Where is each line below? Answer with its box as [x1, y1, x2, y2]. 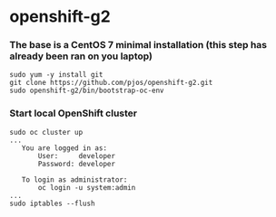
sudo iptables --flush [9, 199, 95, 208]
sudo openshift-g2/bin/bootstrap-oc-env [9, 86, 165, 96]
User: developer [37, 151, 116, 160]
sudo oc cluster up [9, 127, 84, 137]
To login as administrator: [21, 175, 128, 184]
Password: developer [37, 159, 116, 168]
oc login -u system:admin [37, 183, 136, 192]
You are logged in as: [21, 143, 107, 153]
